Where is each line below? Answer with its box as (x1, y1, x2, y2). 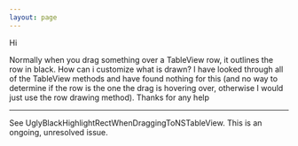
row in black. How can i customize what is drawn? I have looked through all (9, 64, 284, 74)
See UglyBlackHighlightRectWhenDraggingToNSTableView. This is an (9, 117, 263, 128)
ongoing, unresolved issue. (9, 127, 108, 137)
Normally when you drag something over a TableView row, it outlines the (9, 54, 273, 65)
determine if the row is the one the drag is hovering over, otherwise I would (9, 82, 284, 93)
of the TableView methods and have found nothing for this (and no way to (9, 73, 278, 84)
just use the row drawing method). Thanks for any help (9, 92, 210, 103)
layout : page (9, 12, 58, 22)
